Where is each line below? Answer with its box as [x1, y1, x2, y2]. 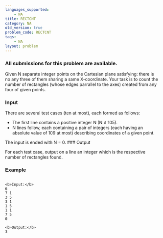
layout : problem [5, 44, 38, 49]
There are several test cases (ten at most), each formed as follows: [5, 110, 140, 116]
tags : [5, 35, 16, 40]
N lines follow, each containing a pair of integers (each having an [12, 125, 143, 131]
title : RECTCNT [5, 16, 36, 21]
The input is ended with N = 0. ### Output [5, 139, 91, 145]
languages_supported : [5, 7, 49, 12]
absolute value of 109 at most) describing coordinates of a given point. [12, 130, 155, 136]
